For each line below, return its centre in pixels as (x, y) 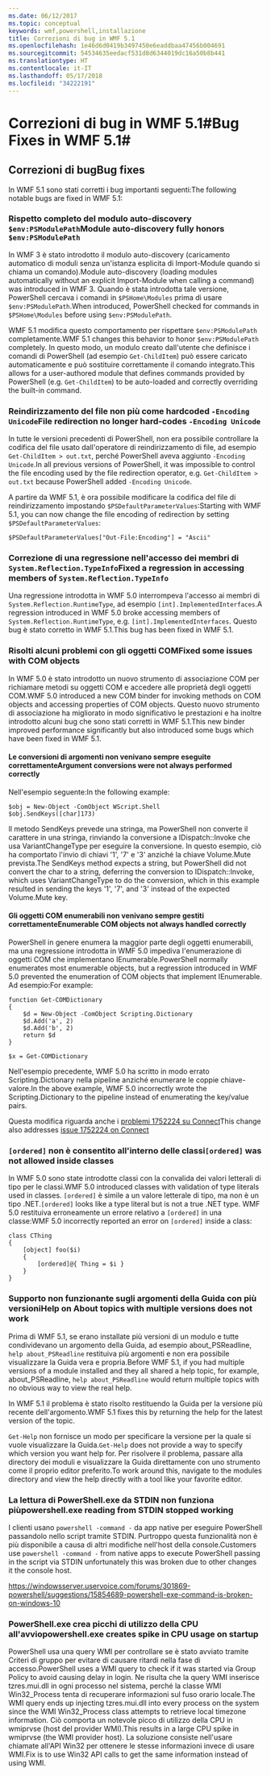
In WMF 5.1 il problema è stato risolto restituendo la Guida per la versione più (136, 1403)
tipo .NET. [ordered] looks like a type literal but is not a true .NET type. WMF (134, 1204)
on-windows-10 (34, 1603)
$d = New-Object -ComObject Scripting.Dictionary (108, 1014)
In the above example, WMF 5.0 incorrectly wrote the (119, 1089)
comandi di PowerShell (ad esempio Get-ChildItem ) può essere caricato (128, 356)
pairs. (18, 1106)
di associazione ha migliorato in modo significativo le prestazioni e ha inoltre (135, 713)
